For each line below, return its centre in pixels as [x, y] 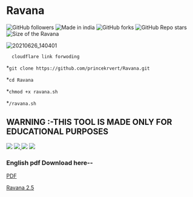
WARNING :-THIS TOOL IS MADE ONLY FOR [89, 122]
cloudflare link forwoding [46, 56]
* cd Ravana [20, 79]
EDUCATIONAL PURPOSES [57, 132]
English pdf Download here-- [50, 162]
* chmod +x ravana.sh [32, 91]
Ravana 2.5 [20, 188]
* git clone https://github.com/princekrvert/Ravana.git [78, 68]
